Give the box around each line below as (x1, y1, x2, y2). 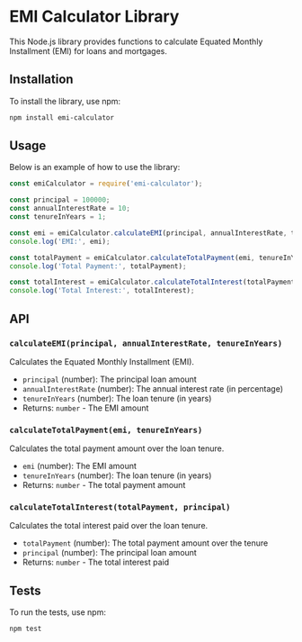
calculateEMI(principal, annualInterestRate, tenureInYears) (9, 338, 283, 348)
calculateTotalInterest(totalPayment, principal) (9, 502, 231, 512)
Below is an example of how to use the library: (9, 162, 181, 173)
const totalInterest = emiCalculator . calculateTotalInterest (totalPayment (9, 277, 296, 287)
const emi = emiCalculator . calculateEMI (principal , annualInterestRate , (9, 228, 288, 238)
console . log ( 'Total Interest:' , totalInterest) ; (9, 286, 195, 295)
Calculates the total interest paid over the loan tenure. (9, 520, 209, 531)
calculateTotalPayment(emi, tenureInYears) (9, 425, 203, 435)
